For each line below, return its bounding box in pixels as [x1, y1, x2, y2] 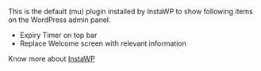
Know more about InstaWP [8, 54, 95, 63]
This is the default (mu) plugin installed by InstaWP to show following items [8, 7, 254, 16]
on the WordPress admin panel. [8, 15, 111, 24]
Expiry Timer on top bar [19, 31, 98, 39]
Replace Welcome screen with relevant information [19, 39, 186, 48]
